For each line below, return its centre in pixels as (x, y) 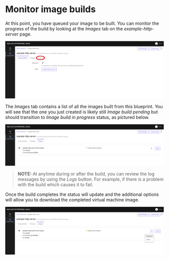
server (12, 34)
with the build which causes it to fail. (55, 185)
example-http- (139, 28)
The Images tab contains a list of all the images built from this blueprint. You (84, 107)
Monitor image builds (51, 9)
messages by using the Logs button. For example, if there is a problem (91, 179)
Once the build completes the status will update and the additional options (82, 194)
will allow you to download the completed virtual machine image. (72, 200)
